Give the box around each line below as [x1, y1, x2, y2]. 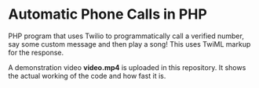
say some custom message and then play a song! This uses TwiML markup [8, 39, 251, 48]
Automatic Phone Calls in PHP [8, 5, 208, 23]
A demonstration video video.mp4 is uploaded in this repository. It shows [8, 62, 246, 72]
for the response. [8, 48, 64, 57]
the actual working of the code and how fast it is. [8, 71, 166, 80]
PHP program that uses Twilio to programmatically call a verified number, [8, 31, 245, 40]
